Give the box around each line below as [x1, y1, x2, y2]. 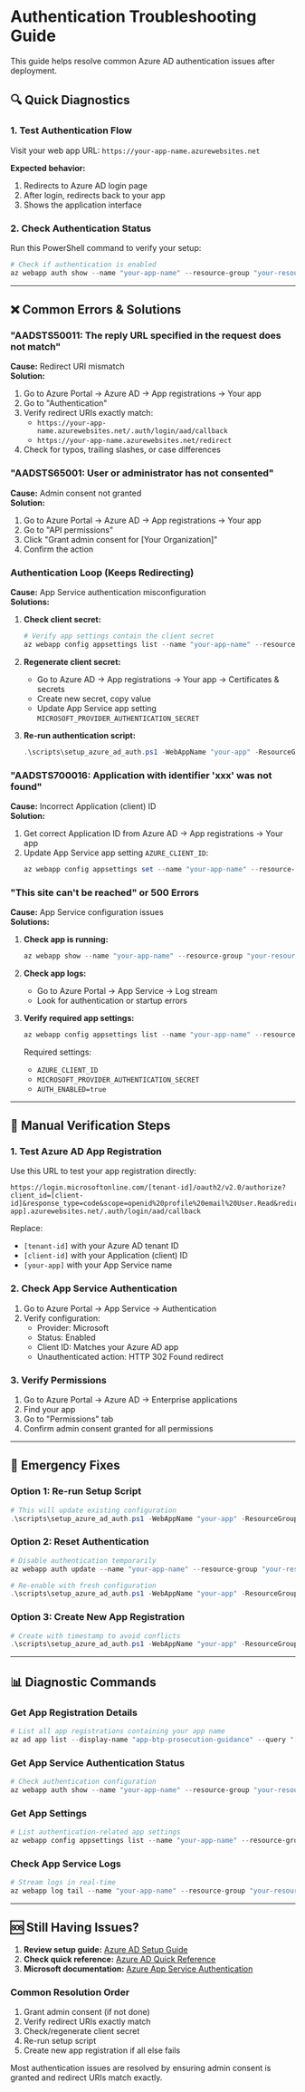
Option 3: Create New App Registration [10, 1611, 185, 1624]
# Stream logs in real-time [10, 1878, 117, 1887]
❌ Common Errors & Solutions [10, 302, 182, 318]
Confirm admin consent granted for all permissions [23, 1423, 214, 1434]
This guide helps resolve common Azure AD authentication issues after [10, 55, 275, 66]
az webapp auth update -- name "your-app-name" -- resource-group [10, 1565, 258, 1574]
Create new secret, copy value [36, 693, 152, 704]
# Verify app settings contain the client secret [23, 631, 215, 641]
